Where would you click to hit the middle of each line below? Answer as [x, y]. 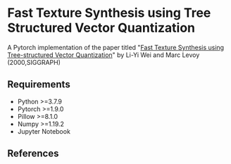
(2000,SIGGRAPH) [34, 62]
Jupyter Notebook [44, 131]
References [33, 154]
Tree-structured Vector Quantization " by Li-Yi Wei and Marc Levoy [104, 55]
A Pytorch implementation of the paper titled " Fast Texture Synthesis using [115, 47]
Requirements [39, 85]
